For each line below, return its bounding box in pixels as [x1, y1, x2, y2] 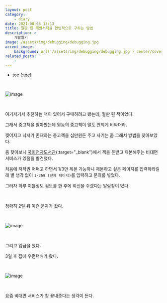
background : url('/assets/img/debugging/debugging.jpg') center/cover [14, 49, 164, 54]
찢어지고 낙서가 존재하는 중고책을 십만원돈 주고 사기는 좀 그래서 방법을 [5, 133, 141, 139]
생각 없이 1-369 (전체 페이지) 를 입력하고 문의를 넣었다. [15, 172, 120, 178]
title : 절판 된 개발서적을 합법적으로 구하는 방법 [5, 26, 93, 31]
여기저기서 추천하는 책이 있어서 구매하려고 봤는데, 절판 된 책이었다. [5, 111, 134, 117]
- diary [14, 16, 30, 21]
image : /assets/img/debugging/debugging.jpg [5, 40, 99, 45]
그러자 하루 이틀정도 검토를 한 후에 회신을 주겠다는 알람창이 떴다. [5, 183, 130, 189]
